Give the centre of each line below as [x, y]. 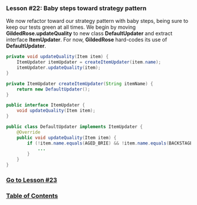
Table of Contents [32, 196]
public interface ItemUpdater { [45, 105]
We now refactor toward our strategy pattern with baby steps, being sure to [97, 21]
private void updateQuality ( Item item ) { [57, 57]
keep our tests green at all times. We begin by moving [71, 27]
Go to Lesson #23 [32, 180]
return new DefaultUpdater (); [54, 89]
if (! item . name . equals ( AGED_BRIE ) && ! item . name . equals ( [98, 143]
